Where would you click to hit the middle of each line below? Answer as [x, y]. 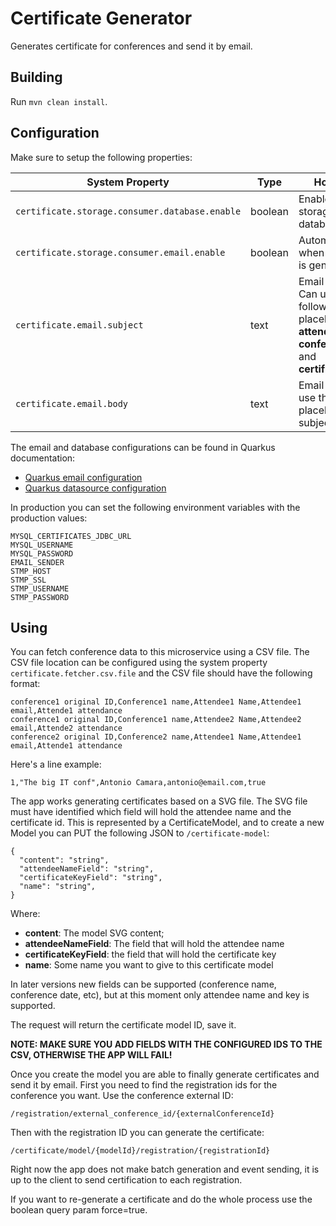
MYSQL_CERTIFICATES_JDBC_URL [71, 536]
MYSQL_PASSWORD [42, 553]
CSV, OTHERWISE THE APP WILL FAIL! [91, 1055]
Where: [25, 914]
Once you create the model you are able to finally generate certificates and [165, 1074]
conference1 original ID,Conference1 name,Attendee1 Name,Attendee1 [156, 702]
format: [25, 684]
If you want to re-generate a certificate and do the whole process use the [161, 1199]
